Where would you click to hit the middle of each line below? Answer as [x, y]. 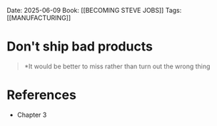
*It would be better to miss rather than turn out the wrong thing [117, 66]
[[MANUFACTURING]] [39, 18]
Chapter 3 [32, 115]
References [41, 95]
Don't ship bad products [80, 47]
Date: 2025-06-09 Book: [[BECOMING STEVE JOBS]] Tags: [94, 10]
